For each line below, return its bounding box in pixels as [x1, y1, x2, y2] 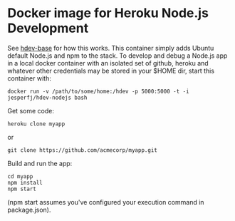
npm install [7, 179, 43, 186]
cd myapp [7, 173, 33, 180]
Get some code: [7, 106, 55, 115]
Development [7, 20, 89, 36]
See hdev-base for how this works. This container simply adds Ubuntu [7, 43, 214, 52]
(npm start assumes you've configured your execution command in [7, 197, 204, 206]
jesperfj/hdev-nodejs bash [7, 94, 88, 101]
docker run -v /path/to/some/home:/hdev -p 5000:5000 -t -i [7, 88, 190, 95]
